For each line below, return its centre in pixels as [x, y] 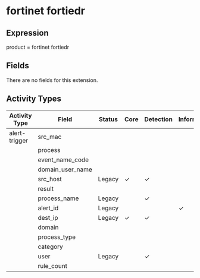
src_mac [50, 137]
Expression [27, 33]
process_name [58, 198]
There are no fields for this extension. [52, 80]
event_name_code [63, 160]
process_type [57, 237]
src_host [50, 179]
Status [108, 119]
